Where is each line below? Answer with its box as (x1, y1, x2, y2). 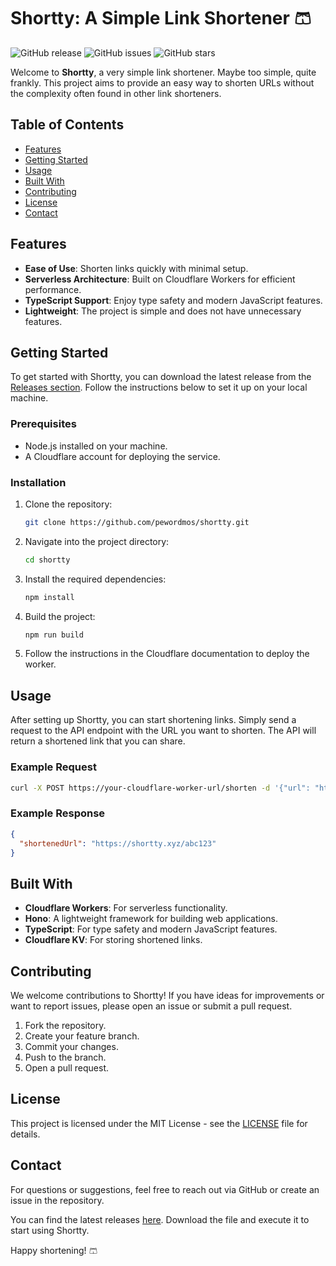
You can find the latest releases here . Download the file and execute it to (10, 1213, 310, 1225)
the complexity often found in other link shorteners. (10, 87, 222, 99)
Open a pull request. (24, 1062, 110, 1074)
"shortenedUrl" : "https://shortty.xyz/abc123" (19, 838, 217, 849)
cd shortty (24, 555, 71, 565)
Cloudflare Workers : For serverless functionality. (24, 902, 228, 914)
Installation (10, 475, 67, 489)
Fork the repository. (24, 1020, 107, 1031)
